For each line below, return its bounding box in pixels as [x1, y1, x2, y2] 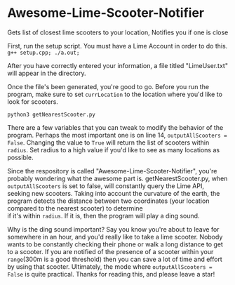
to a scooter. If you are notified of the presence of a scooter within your [7, 247, 214, 256]
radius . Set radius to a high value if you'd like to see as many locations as [7, 145, 220, 154]
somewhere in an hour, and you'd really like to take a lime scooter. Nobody [7, 232, 223, 241]
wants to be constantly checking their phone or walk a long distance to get [7, 240, 223, 248]
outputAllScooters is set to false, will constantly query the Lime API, [7, 181, 205, 190]
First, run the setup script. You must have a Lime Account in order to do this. [7, 41, 228, 50]
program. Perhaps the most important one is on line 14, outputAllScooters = [7, 131, 227, 139]
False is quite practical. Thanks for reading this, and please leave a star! [7, 270, 215, 278]
